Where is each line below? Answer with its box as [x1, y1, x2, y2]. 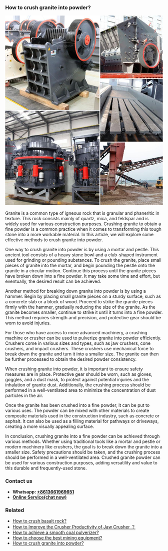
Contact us [5, 477, 32, 484]
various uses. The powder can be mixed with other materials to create [5, 407, 149, 413]
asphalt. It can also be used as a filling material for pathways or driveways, [5, 418, 159, 424]
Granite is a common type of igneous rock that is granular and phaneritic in [5, 210, 160, 216]
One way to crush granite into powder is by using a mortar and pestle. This [5, 246, 159, 252]
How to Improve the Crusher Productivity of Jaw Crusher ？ [12, 524, 136, 530]
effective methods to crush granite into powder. [5, 237, 103, 243]
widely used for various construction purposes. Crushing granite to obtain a [5, 221, 161, 227]
